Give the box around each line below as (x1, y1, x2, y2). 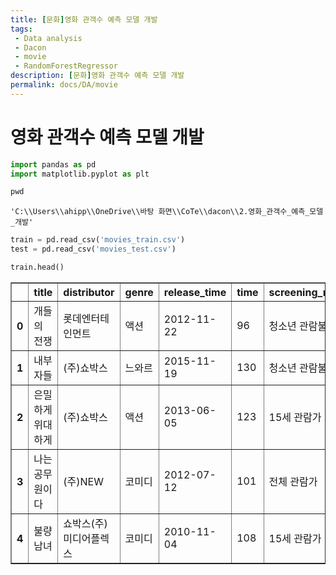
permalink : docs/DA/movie (10, 80, 118, 90)
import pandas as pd (10, 159, 97, 170)
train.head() (10, 262, 65, 273)
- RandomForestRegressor (14, 61, 118, 71)
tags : (10, 24, 33, 34)
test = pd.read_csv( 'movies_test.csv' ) (10, 244, 177, 255)
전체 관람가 (268, 474, 318, 488)
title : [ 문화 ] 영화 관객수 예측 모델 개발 (10, 14, 158, 25)
